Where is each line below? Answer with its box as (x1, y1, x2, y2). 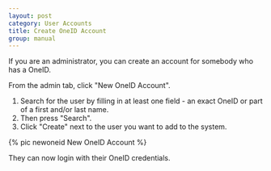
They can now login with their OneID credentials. (8, 153, 171, 163)
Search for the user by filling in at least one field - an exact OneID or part (19, 96, 263, 106)
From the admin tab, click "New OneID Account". (8, 81, 171, 90)
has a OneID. (8, 65, 51, 75)
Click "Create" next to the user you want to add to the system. (19, 122, 227, 131)
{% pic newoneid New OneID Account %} (8, 138, 147, 148)
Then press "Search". (19, 114, 92, 123)
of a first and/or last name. (19, 105, 109, 115)
